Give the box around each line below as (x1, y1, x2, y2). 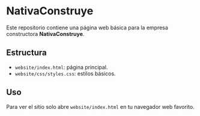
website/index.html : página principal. (14, 63, 108, 71)
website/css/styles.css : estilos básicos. (14, 70, 116, 77)
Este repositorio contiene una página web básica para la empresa (6, 24, 168, 31)
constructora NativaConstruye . (6, 30, 85, 37)
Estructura (6, 48, 47, 58)
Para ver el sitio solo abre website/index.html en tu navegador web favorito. (6, 103, 195, 110)
